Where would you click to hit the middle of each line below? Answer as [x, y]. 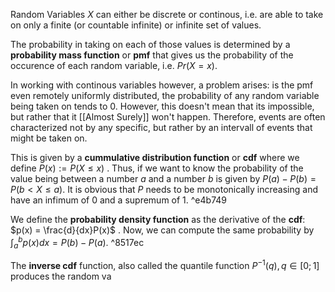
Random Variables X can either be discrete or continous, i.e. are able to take [167, 14]
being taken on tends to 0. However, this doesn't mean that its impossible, [162, 106]
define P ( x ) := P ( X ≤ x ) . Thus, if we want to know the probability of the [157, 168]
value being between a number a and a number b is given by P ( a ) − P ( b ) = [163, 178]
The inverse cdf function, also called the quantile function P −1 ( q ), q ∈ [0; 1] [165, 265]
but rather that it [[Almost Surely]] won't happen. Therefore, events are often [168, 117]
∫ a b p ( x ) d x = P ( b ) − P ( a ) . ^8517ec [77, 243]
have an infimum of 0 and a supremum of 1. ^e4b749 [118, 200]
